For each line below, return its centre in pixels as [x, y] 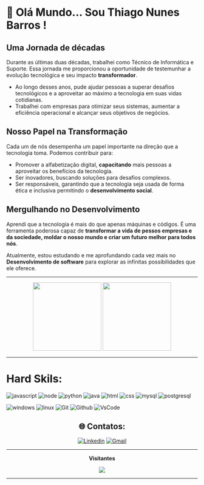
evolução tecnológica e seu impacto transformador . [72, 75]
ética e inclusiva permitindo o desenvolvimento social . [84, 190]
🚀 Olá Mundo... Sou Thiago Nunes [93, 12]
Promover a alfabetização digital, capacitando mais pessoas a [93, 164]
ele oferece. [21, 268]
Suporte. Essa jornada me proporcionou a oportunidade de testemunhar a [99, 69]
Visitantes [102, 458]
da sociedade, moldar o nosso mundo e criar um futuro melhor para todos [101, 237]
